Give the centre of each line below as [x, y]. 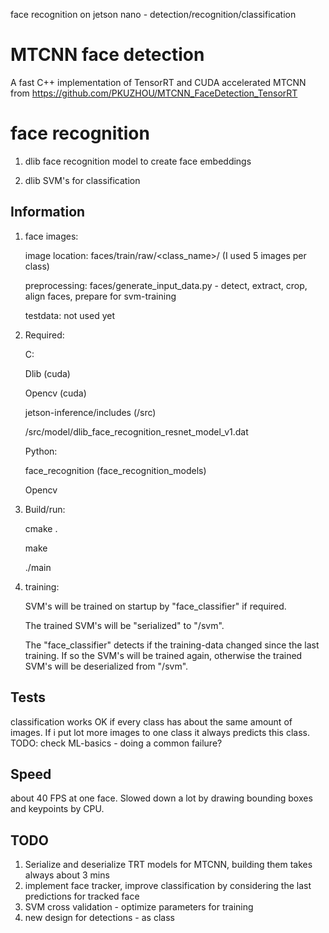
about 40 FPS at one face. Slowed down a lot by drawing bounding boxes [161, 798]
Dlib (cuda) [47, 373]
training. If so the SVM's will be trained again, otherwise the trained [163, 655]
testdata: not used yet [70, 315]
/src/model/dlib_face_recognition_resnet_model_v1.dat [136, 431]
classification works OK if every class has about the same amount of [151, 721]
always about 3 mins [67, 875]
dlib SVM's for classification [82, 180]
